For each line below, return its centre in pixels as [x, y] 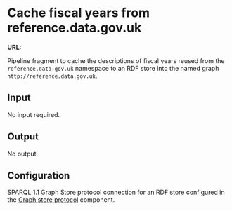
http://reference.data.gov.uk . [52, 76]
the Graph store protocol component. [61, 200]
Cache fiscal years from [78, 13]
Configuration [39, 176]
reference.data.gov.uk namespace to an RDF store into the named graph [113, 68]
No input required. [34, 114]
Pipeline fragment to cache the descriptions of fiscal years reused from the [116, 60]
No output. [23, 154]
